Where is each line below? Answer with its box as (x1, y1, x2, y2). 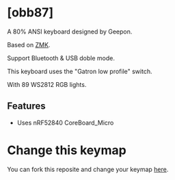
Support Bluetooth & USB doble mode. (7, 53, 115, 62)
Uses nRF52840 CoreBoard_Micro (16, 118, 114, 127)
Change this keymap (7, 142, 126, 158)
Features (7, 101, 46, 112)
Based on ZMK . (7, 40, 51, 49)
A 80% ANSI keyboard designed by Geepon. (7, 27, 133, 36)
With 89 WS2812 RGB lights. (7, 80, 87, 88)
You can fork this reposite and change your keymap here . (7, 165, 169, 173)
